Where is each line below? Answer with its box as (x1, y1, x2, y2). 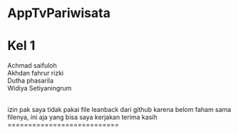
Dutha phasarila (7, 76, 54, 85)
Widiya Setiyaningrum (7, 84, 72, 93)
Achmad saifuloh (7, 61, 57, 70)
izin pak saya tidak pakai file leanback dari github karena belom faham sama (7, 105, 232, 114)
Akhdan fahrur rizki (7, 69, 64, 78)
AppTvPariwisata (7, 5, 110, 21)
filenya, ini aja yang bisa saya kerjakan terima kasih (7, 113, 158, 122)
